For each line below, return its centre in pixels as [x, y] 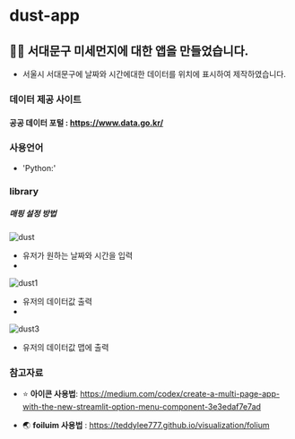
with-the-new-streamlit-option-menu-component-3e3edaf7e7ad [142, 407]
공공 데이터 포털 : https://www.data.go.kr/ [87, 123]
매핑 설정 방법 [33, 214]
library [24, 191]
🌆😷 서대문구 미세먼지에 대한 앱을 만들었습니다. [129, 51]
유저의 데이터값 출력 [57, 301]
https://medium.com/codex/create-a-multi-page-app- [180, 394]
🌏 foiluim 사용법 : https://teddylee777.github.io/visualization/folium [146, 425]
